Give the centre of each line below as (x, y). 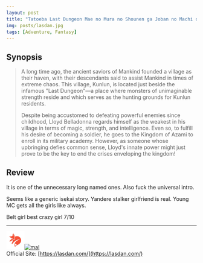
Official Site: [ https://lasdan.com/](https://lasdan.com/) (75, 253)
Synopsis (24, 57)
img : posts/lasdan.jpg (35, 25)
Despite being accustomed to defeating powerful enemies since (101, 115)
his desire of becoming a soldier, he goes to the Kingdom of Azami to (107, 135)
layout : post (23, 13)
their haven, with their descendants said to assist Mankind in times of (107, 78)
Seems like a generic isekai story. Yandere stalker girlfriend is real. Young (98, 198)
